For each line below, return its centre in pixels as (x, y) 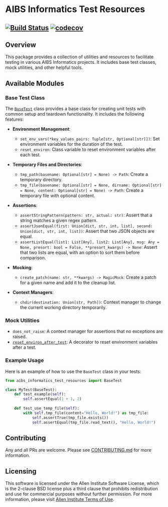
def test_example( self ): (40, 394)
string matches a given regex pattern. (59, 221)
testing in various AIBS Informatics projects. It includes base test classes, (81, 62)
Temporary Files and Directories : (47, 165)
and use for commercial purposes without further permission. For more (78, 494)
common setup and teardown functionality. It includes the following (75, 114)
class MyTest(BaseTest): (31, 390)
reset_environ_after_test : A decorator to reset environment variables (85, 342)
